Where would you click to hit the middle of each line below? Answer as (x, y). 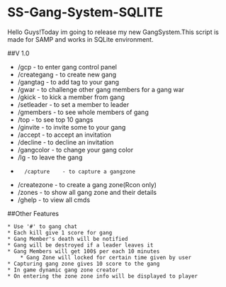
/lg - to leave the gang (50, 157)
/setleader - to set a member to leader (73, 104)
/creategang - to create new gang (67, 74)
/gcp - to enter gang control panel (67, 67)
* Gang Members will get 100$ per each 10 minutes (84, 251)
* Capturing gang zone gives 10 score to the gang (84, 264)
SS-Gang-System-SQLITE (85, 12)
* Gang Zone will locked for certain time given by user (106, 257)
